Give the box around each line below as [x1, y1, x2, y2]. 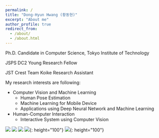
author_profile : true [5, 21, 51, 27]
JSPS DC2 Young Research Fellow [5, 60, 77, 66]
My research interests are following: [5, 79, 81, 86]
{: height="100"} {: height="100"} [29, 127, 104, 133]
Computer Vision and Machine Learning [12, 89, 97, 95]
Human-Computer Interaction [12, 111, 75, 117]
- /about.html [10, 36, 40, 41]
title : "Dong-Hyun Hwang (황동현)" [5, 12, 78, 17]
